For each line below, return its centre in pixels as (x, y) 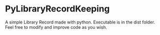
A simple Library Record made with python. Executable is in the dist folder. (80, 22)
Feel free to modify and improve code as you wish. (56, 27)
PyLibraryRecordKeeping (57, 9)
